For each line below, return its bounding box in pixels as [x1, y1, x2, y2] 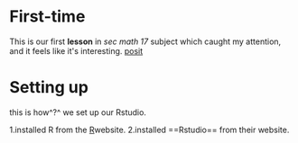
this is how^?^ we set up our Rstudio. [9, 106, 147, 118]
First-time [9, 6, 86, 27]
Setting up [9, 77, 88, 98]
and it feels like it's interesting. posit [9, 45, 144, 56]
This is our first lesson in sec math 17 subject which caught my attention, [9, 36, 282, 47]
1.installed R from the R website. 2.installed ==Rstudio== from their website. [9, 124, 290, 135]
